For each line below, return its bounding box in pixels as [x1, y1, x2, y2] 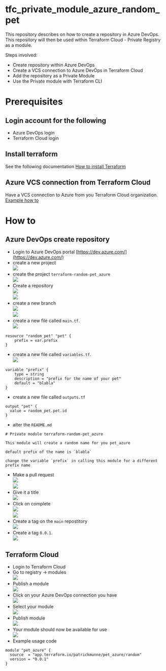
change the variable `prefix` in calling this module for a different [5, 458, 158, 463]
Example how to [5, 197, 39, 203]
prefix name [5, 463, 30, 468]
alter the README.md [12, 421, 52, 427]
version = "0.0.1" [10, 657, 49, 662]
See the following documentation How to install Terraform [5, 163, 126, 169]
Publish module [12, 615, 46, 621]
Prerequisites [5, 96, 63, 108]
